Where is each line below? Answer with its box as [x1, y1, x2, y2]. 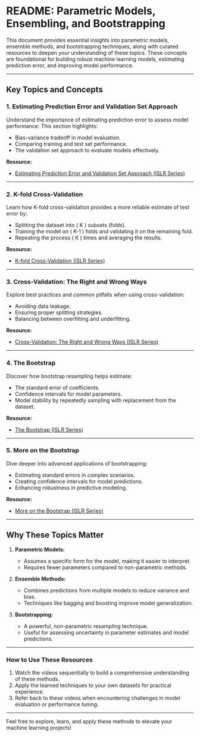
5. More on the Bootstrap [6, 446, 79, 455]
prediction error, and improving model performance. [6, 61, 134, 69]
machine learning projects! [6, 724, 72, 731]
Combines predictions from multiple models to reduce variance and [23, 586, 189, 594]
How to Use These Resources [6, 655, 93, 664]
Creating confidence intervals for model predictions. [14, 477, 143, 485]
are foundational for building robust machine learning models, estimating [6, 55, 185, 63]
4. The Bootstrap [6, 359, 56, 367]
